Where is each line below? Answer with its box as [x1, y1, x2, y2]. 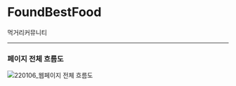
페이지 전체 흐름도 [7, 54, 65, 64]
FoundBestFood [7, 4, 102, 20]
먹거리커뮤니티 [7, 28, 48, 36]
